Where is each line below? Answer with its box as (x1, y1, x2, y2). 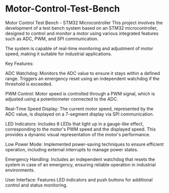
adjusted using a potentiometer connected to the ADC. (5, 96, 118, 102)
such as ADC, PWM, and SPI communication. (5, 36, 99, 42)
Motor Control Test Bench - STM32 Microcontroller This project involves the (5, 20, 163, 26)
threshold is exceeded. (5, 81, 53, 87)
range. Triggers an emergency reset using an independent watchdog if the (5, 75, 160, 81)
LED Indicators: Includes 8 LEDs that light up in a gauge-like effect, (5, 121, 144, 127)
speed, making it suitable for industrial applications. (5, 51, 112, 57)
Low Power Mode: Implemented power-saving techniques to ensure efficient (5, 141, 164, 147)
